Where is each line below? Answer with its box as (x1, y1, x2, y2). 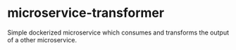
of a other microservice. (7, 35, 77, 44)
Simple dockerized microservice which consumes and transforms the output (7, 28, 230, 37)
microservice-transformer (7, 5, 164, 21)
